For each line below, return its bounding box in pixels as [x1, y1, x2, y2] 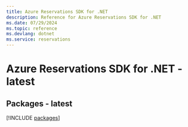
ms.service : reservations [6, 36, 70, 42]
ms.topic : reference [6, 25, 58, 32]
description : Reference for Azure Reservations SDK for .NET [6, 14, 162, 20]
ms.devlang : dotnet [6, 31, 55, 37]
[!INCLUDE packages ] [6, 114, 60, 121]
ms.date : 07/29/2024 [6, 20, 58, 26]
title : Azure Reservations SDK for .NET [6, 8, 109, 15]
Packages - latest [6, 98, 73, 109]
